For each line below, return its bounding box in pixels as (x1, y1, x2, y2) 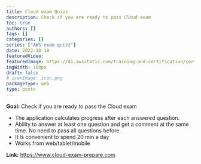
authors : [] (6, 25, 36, 32)
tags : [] (6, 31, 28, 37)
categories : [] (6, 36, 44, 42)
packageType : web (6, 81, 50, 87)
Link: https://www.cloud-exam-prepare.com (6, 151, 115, 158)
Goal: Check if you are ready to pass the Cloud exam (6, 103, 137, 110)
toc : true (6, 20, 31, 26)
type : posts (6, 86, 36, 92)
